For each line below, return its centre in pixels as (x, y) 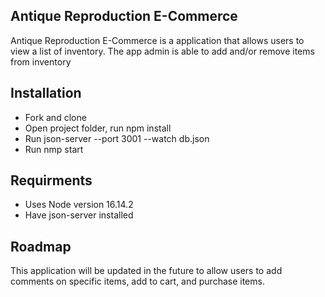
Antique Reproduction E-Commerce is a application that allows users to (157, 40)
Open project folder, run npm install (98, 128)
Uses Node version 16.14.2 (79, 205)
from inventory (41, 61)
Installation (46, 93)
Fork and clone (55, 117)
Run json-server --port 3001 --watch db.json (117, 138)
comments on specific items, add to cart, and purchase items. (137, 281)
